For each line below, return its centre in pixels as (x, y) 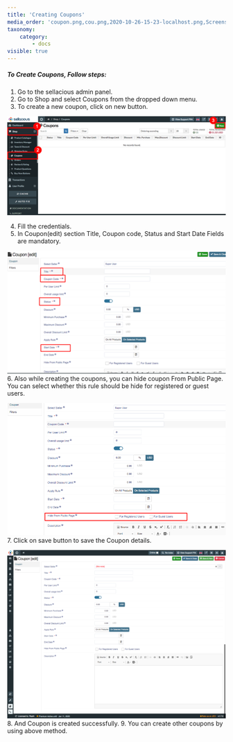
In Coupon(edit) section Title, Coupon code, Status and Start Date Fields (120, 234)
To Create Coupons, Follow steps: (57, 74)
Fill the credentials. (44, 226)
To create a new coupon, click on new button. (83, 106)
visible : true (28, 51)
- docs (42, 44)
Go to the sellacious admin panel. (65, 92)
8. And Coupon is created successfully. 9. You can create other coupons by (115, 724)
